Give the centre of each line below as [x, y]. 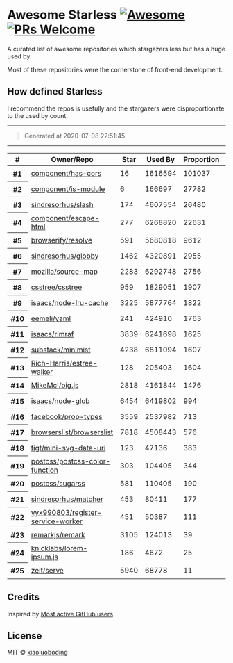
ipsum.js [45, 557]
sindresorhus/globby [65, 256]
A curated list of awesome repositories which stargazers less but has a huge [116, 49]
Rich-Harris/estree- [64, 363]
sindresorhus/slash [62, 204]
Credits [24, 597]
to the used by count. [37, 115]
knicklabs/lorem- [59, 548]
